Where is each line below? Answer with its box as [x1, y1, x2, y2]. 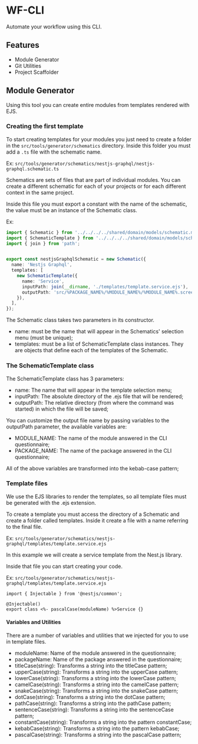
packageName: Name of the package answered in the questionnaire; [14, 656, 182, 663]
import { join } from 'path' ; [6, 241, 81, 246]
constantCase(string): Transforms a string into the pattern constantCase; [14, 719, 192, 726]
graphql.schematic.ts [6, 166, 60, 172]
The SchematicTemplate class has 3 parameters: [6, 375, 125, 382]
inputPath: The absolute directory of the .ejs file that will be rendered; [14, 392, 184, 399]
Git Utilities [14, 62, 41, 69]
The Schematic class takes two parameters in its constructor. [6, 317, 155, 324]
